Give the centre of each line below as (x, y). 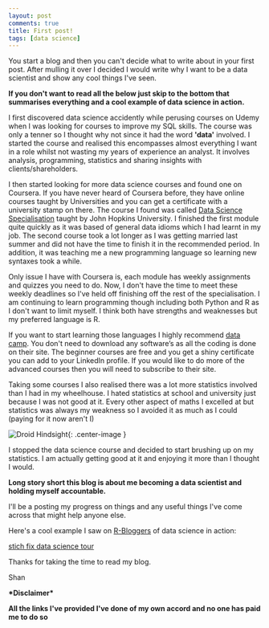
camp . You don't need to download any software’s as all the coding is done (132, 344)
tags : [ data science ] (45, 38)
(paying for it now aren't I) (51, 419)
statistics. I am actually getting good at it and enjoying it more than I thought (134, 459)
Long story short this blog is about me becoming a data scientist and (125, 483)
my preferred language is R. (54, 320)
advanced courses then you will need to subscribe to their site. (112, 369)
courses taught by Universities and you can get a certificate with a (118, 202)
